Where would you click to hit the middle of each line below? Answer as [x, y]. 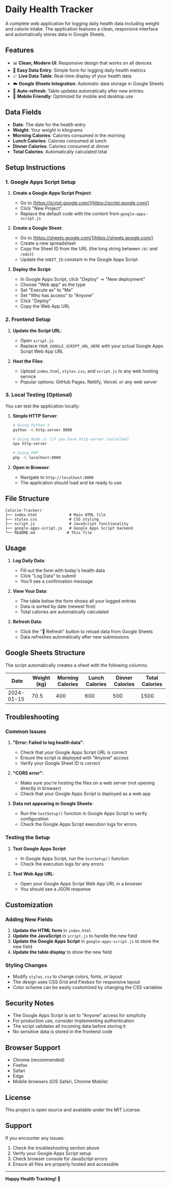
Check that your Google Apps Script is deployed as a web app [85, 794]
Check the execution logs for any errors [62, 864]
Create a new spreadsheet [48, 243]
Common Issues [26, 731]
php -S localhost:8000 [37, 458]
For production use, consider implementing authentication [74, 1021]
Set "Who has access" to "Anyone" [57, 296]
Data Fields [23, 112]
